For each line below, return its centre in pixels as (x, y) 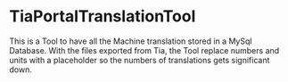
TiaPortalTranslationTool (103, 16)
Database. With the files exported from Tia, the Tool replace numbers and (144, 50)
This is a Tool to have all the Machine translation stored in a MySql (131, 41)
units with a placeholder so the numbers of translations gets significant (140, 60)
